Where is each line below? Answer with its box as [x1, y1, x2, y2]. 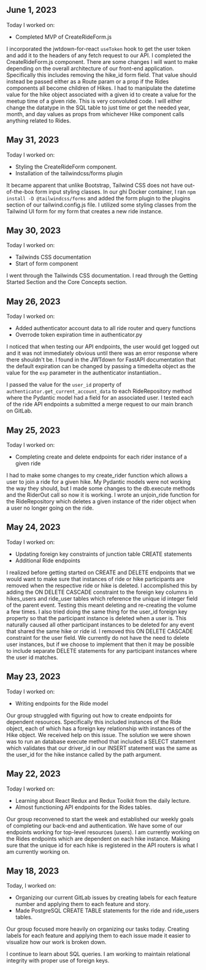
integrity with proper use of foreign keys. [6, 957, 110, 964]
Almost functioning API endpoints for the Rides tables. [15, 803, 152, 811]
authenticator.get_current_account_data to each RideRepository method [6, 387, 192, 395]
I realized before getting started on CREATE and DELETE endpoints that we [6, 569, 196, 576]
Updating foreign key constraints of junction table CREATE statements [15, 550, 192, 558]
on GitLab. [6, 407, 32, 414]
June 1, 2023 [6, 5, 57, 15]
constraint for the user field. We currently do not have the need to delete [6, 634, 189, 641]
